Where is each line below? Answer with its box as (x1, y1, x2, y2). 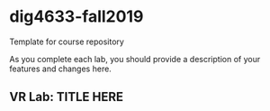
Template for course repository (9, 36, 124, 47)
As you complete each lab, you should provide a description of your (9, 53, 261, 64)
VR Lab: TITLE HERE (9, 89, 124, 105)
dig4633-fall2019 (9, 6, 144, 27)
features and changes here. (9, 63, 112, 74)
